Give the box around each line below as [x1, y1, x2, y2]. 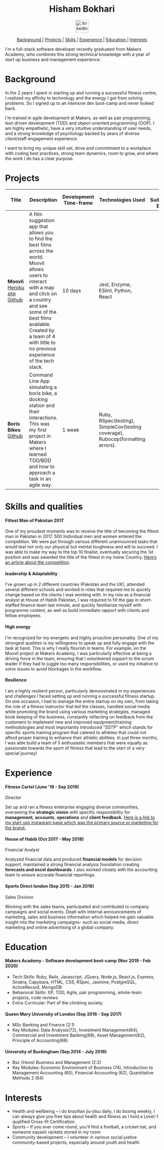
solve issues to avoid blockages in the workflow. [5, 666, 102, 672]
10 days [62, 287, 82, 294]
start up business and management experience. [5, 56, 101, 62]
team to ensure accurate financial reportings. [5, 872, 96, 878]
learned [29, 451, 47, 457]
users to [29, 272, 48, 279]
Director [5, 795, 21, 801]
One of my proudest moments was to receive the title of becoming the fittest [5, 528, 159, 534]
